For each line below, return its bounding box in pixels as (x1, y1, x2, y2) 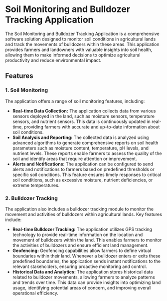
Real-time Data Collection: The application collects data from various (12, 107, 156, 113)
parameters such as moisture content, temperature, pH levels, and (12, 145, 149, 151)
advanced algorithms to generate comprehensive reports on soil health (12, 139, 159, 145)
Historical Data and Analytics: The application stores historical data (12, 268, 153, 274)
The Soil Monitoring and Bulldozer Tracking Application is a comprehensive (5, 30, 160, 36)
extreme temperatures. (12, 182, 60, 188)
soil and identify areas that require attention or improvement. (12, 155, 137, 161)
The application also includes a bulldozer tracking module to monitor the (5, 206, 154, 212)
